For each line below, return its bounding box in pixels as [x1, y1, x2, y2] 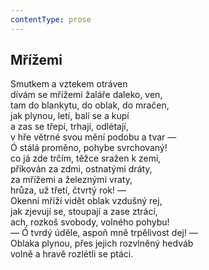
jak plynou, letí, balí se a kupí [10, 110, 130, 122]
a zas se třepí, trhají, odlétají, [10, 121, 129, 133]
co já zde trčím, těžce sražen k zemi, [10, 152, 162, 165]
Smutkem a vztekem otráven [10, 78, 128, 90]
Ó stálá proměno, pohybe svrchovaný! [10, 142, 168, 154]
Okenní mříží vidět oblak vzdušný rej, [10, 195, 163, 207]
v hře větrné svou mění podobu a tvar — [10, 131, 177, 143]
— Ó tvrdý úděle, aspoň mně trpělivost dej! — [10, 227, 198, 239]
